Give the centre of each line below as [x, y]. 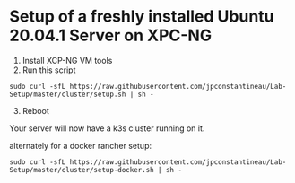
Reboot [35, 110]
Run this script [49, 70]
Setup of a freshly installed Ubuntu [142, 17]
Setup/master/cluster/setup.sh [68, 94]
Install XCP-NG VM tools [67, 60]
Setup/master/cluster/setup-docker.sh [82, 170]
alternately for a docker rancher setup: [81, 145]
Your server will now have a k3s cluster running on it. [107, 128]
